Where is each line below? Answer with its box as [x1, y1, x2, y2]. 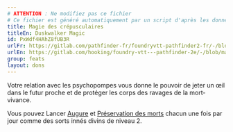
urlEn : [7, 49, 26, 56]
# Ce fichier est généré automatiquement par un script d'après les [7, 17, 209, 24]
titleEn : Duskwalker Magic [7, 29, 85, 37]
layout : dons [7, 62, 45, 69]
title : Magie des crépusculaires [7, 23, 104, 30]
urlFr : [7, 42, 26, 49]
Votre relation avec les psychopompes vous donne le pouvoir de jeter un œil [7, 81, 225, 89]
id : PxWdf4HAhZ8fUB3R [7, 36, 70, 43]
